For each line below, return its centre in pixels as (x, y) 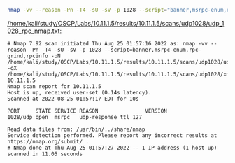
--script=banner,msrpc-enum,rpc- (152, 50)
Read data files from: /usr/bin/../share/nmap (76, 129)
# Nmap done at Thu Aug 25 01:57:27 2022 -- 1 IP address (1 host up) (112, 148)
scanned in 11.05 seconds (45, 154)
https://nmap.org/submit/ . (48, 141)
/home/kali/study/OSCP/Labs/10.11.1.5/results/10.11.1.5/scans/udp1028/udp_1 (116, 23)
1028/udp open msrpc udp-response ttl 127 (74, 117)
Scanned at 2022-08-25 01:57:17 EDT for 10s (73, 99)
